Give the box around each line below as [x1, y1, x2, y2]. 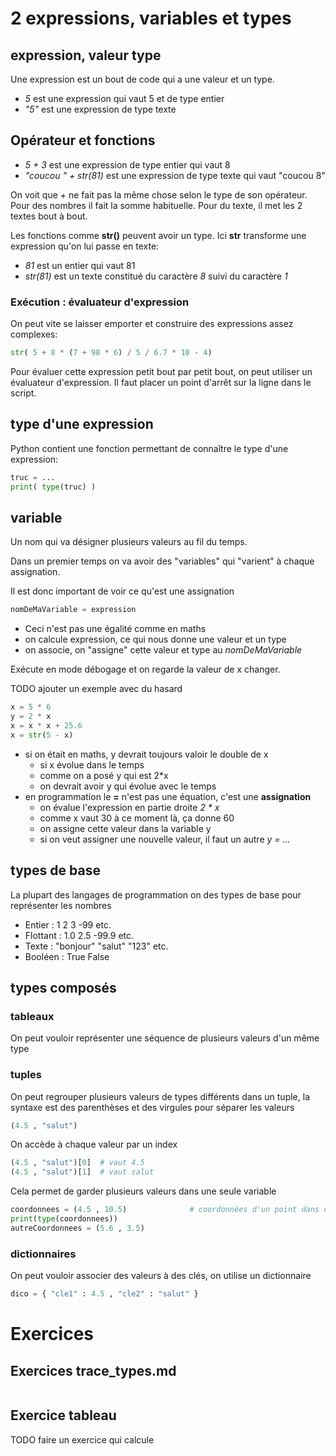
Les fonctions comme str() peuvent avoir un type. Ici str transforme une [10, 229, 307, 241]
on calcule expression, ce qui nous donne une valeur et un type [24, 633, 287, 646]
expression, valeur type [10, 47, 162, 64]
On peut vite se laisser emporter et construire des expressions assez [10, 318, 294, 330]
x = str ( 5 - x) [10, 730, 74, 740]
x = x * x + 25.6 [10, 720, 83, 731]
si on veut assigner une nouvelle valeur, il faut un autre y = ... [39, 833, 291, 845]
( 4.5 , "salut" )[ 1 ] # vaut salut [10, 1167, 155, 1177]
